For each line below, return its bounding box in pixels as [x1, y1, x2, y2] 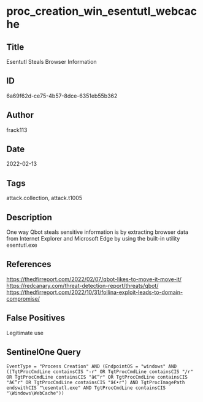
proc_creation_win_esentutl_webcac [6, 4, 197, 18]
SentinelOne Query [6, 347, 82, 357]
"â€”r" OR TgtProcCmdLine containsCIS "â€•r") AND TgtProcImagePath [6, 379, 185, 385]
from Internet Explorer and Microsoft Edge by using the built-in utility [6, 235, 180, 242]
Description [6, 212, 52, 222]
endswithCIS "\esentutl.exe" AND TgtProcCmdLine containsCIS [6, 385, 166, 391]
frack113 [6, 126, 28, 133]
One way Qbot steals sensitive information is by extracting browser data [6, 228, 189, 236]
